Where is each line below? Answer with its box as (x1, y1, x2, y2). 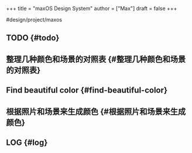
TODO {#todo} (6, 33, 60, 43)
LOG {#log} (6, 137, 48, 147)
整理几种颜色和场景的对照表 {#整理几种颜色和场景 (6, 54, 186, 64)
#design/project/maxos (6, 16, 63, 23)
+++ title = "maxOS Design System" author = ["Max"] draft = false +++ (6, 5, 177, 12)
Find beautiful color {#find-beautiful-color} (6, 86, 168, 95)
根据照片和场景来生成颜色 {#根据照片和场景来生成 (6, 106, 186, 116)
